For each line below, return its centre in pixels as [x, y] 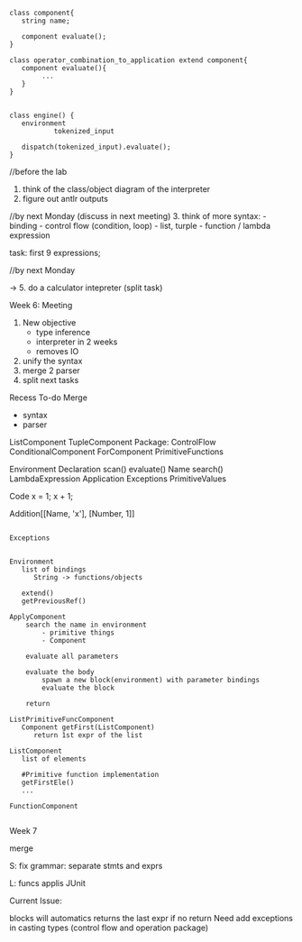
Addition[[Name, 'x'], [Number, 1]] [72, 513]
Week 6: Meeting [41, 305]
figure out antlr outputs [65, 199]
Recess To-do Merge [49, 398]
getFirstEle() [48, 782]
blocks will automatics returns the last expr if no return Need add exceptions [151, 918]
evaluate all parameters [72, 656]
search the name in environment [86, 625]
